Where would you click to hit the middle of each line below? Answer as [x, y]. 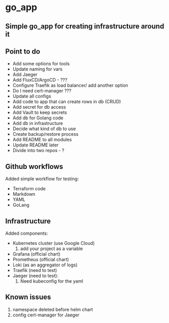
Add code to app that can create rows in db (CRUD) [67, 102]
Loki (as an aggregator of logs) [45, 265]
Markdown [24, 194]
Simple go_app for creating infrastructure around [85, 26]
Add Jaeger [25, 74]
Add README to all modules [42, 140]
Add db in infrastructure [38, 123]
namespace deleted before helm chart [53, 309]
